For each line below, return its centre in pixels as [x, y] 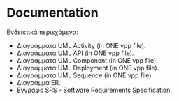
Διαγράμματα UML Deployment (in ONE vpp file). [88, 68]
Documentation [53, 13]
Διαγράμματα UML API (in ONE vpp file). [75, 53]
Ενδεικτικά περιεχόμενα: [42, 32]
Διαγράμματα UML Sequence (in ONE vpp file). [85, 75]
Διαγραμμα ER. [38, 82]
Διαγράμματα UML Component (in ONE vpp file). [87, 60]
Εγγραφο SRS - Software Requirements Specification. [94, 90]
